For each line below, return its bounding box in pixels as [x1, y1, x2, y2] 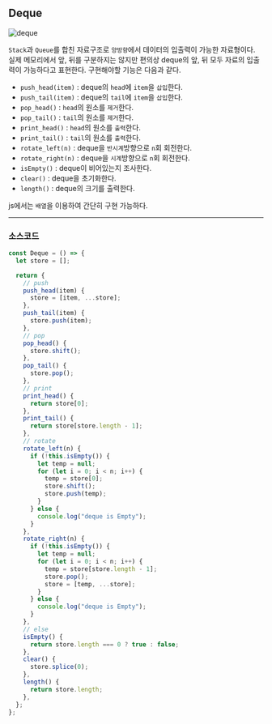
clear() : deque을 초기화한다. [19, 173, 117, 183]
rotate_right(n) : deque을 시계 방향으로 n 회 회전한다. [19, 153, 190, 163]
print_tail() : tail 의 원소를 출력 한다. [19, 133, 142, 143]
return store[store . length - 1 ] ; [29, 422, 143, 430]
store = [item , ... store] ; [29, 294, 121, 302]
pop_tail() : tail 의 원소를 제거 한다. [19, 113, 134, 122]
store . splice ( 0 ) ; [29, 663, 89, 671]
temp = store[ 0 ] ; [44, 475, 104, 483]
